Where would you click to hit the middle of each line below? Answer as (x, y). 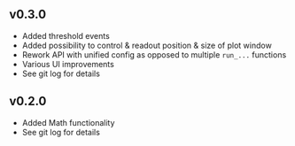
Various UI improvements (68, 64)
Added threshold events (66, 35)
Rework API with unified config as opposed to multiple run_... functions (154, 54)
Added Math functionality (68, 122)
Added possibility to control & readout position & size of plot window (147, 45)
